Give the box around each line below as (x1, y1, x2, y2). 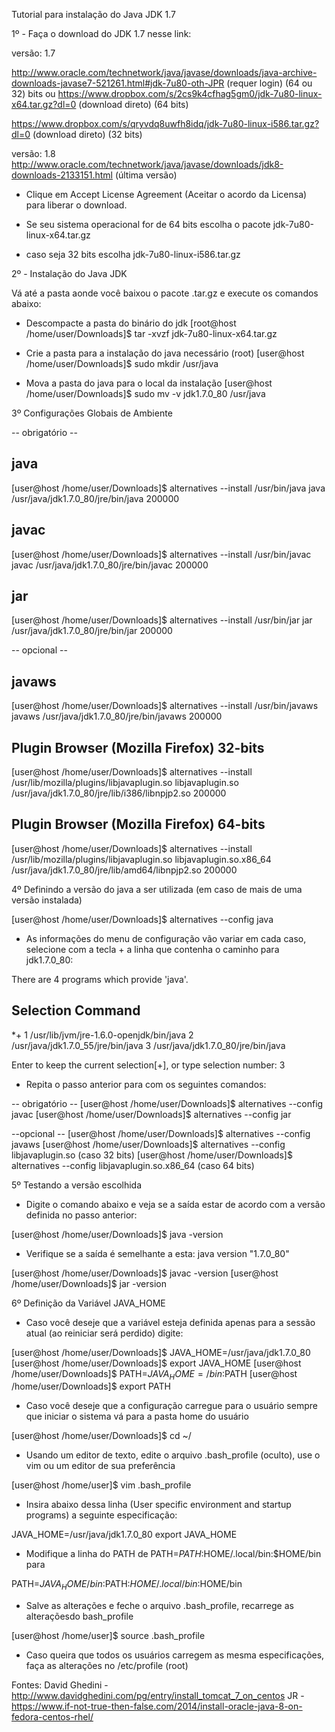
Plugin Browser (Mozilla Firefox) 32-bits (11, 739, 265, 756)
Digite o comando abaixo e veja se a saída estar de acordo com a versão (25, 1198, 326, 1210)
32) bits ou (11, 88, 56, 99)
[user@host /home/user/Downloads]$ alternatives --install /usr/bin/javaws (11, 700, 319, 712)
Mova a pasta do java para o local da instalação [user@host (25, 377, 273, 389)
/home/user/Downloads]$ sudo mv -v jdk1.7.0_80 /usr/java (25, 388, 266, 399)
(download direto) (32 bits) (32, 129, 143, 140)
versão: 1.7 (11, 47, 56, 59)
